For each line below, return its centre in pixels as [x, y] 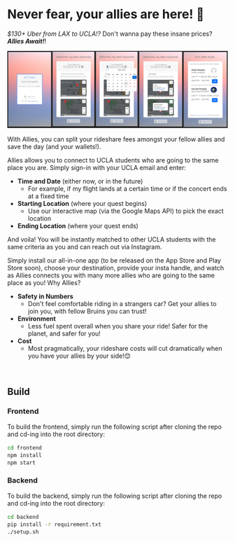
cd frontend [24, 447]
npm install [24, 455]
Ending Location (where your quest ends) [78, 226]
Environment [36, 319]
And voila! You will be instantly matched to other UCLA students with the [112, 239]
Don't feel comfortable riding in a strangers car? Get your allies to [122, 304]
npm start [22, 463]
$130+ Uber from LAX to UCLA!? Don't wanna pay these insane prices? [110, 34]
